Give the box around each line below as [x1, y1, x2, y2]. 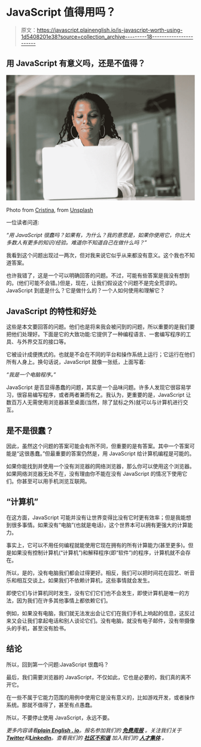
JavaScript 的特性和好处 [6, 306, 97, 316]
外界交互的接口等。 [22, 338, 69, 345]
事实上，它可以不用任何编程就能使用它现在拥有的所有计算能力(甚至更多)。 [6, 541, 188, 548]
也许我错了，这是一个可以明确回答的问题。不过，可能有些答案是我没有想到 [6, 272, 190, 279]
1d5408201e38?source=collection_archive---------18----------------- [20, 33, 193, 40]
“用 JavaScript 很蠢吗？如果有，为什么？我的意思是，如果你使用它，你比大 [6, 232, 191, 239]
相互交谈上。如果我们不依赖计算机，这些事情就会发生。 [16, 576, 153, 584]
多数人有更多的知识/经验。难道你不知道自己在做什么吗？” [6, 239, 147, 246]
